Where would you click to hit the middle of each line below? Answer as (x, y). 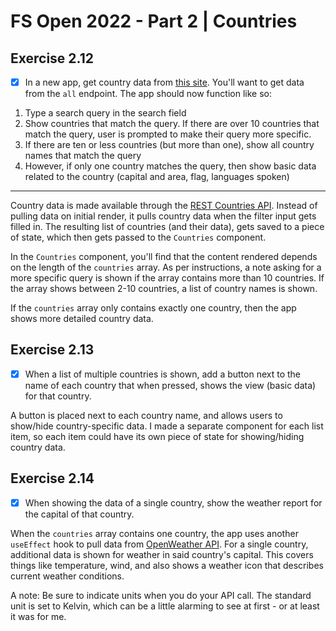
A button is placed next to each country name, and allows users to (146, 415)
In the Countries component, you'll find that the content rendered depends (164, 257)
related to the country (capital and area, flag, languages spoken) (157, 177)
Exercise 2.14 (52, 478)
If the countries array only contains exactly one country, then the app (153, 308)
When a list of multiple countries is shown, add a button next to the (163, 374)
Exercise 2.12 (52, 58)
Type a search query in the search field (105, 113)
